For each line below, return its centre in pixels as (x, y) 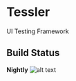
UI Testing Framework (38, 31)
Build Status (33, 53)
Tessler (28, 12)
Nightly (17, 69)
